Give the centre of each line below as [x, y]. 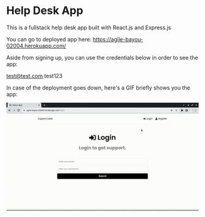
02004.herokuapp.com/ [36, 46]
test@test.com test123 [34, 76]
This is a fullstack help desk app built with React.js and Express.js [89, 27]
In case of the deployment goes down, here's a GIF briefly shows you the [98, 87]
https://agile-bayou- [118, 39]
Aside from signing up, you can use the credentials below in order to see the [102, 57]
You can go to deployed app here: [49, 39]
